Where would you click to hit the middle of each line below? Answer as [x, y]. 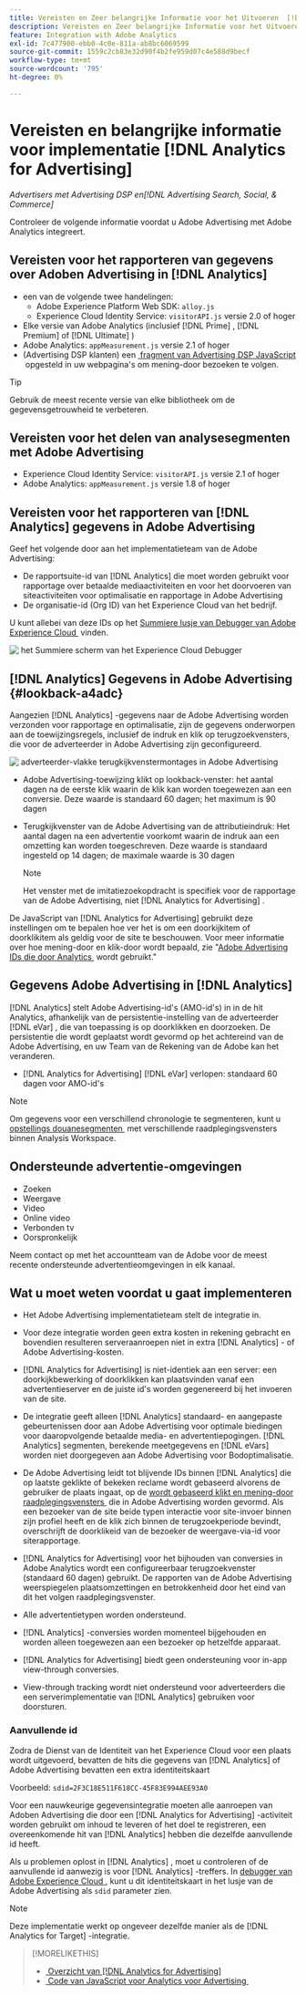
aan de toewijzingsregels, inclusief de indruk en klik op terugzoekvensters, [149, 734]
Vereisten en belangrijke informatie [146, 130]
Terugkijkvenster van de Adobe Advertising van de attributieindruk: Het [156, 826]
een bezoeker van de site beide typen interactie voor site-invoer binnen [157, 1512]
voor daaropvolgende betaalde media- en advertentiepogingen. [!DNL [153, 1436]
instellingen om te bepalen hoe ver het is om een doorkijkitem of [130, 928]
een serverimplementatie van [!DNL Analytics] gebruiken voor [138, 1697]
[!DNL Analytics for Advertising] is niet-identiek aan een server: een [150, 1370]
